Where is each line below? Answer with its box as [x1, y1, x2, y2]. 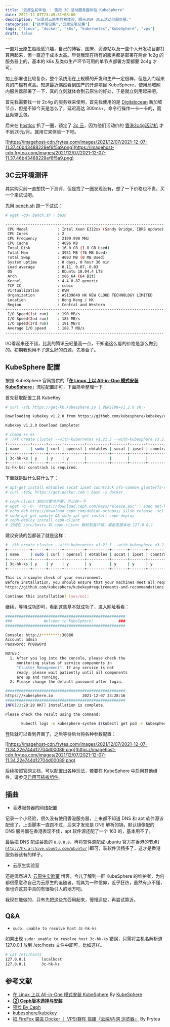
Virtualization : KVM [7, 288, 69, 293]
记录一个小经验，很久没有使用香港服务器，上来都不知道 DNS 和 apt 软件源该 [5, 815, 164, 821]
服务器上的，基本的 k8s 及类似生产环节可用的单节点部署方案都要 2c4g [5, 58, 152, 64]
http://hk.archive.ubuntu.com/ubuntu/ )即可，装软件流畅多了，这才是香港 [5, 845, 161, 851]
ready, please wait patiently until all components [16, 670, 128, 675]
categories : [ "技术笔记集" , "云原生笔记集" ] [5, 21, 90, 27]
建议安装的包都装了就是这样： [5, 533, 67, 539]
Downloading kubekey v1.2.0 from [5, 414, 76, 419]
